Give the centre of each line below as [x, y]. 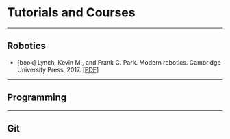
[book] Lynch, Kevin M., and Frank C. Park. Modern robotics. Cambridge [119, 62]
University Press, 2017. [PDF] [58, 69]
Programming [37, 98]
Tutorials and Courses [71, 13]
